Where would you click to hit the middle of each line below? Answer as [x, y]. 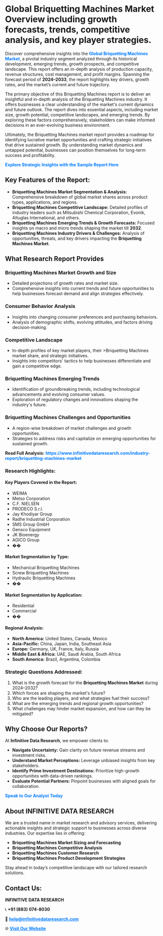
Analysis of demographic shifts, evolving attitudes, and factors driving [82, 322]
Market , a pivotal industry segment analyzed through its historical [71, 58]
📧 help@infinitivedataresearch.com [42, 919]
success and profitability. [30, 155]
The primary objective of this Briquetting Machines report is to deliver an [78, 94]
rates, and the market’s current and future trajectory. [58, 84]
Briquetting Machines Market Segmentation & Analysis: [70, 191]
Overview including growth [61, 19]
